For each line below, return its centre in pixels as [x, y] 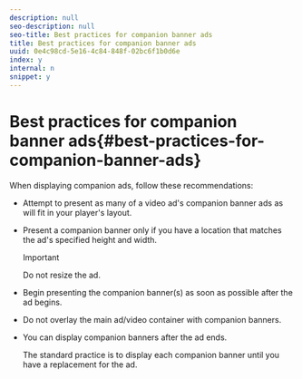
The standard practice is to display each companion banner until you [151, 355]
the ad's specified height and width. [89, 239]
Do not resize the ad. [62, 275]
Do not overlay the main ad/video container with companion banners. [152, 319]
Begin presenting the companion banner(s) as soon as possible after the [157, 292]
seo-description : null [52, 26]
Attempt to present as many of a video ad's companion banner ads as [153, 203]
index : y [26, 60]
